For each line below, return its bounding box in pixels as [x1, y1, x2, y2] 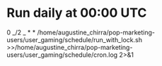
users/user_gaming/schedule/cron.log [6, 51, 118, 59]
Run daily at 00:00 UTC [6, 5, 147, 21]
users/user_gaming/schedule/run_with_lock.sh [6, 35, 143, 44]
